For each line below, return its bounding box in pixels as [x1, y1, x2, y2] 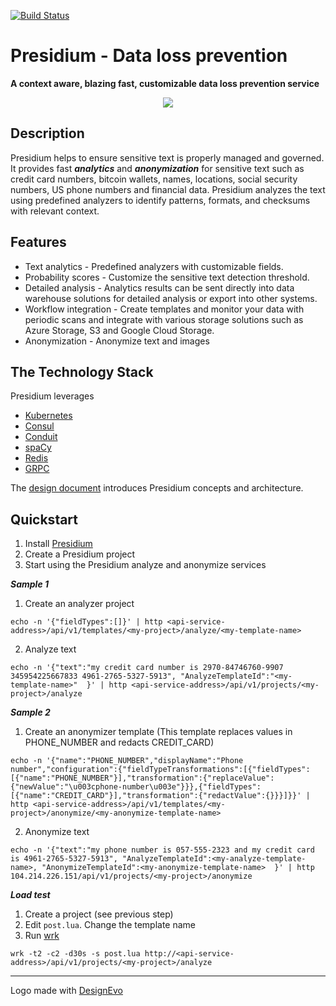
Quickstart [10, 511, 79, 528]
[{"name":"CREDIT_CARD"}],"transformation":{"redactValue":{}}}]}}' [10, 791, 302, 801]
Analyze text [24, 643, 77, 655]
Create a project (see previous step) [24, 908, 174, 920]
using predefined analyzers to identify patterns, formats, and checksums [10, 194, 311, 206]
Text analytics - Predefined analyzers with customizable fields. [24, 260, 284, 272]
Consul [24, 420, 55, 432]
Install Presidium [24, 538, 93, 550]
